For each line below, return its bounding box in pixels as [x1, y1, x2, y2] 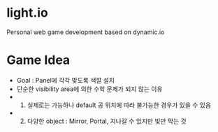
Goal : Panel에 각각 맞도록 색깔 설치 [16, 76, 115, 84]
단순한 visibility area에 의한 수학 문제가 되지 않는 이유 [16, 85, 163, 93]
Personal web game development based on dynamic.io [6, 28, 165, 36]
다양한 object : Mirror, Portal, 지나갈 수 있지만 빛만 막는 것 [27, 117, 187, 125]
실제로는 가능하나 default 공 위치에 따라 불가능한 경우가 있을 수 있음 [27, 101, 211, 109]
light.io [6, 5, 48, 21]
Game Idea [6, 52, 71, 68]
